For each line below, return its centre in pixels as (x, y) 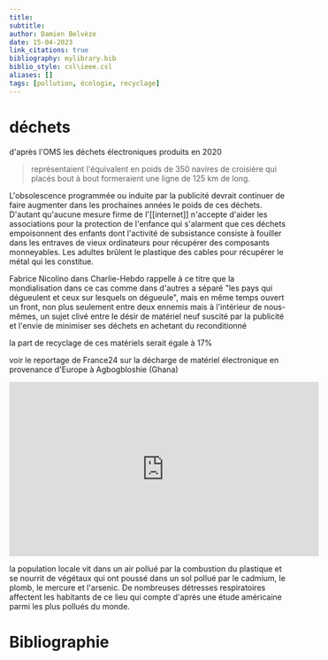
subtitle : (27, 26)
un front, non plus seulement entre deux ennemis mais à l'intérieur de (136, 307)
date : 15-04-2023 (41, 42)
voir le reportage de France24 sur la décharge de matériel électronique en (144, 360)
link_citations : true (49, 50)
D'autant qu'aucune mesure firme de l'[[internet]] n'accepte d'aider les (138, 214)
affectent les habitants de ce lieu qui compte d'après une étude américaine (146, 597)
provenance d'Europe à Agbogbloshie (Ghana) (94, 369)
